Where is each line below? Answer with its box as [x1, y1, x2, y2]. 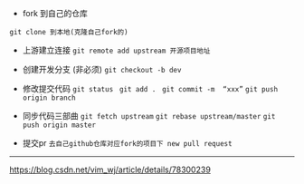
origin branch [22, 93, 76, 102]
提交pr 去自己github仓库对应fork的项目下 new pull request [22, 138, 233, 148]
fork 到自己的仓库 [22, 8, 89, 18]
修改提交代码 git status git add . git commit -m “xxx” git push [22, 83, 279, 93]
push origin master [22, 121, 97, 130]
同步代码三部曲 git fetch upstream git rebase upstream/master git [22, 111, 276, 121]
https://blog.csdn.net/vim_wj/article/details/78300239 [9, 164, 211, 175]
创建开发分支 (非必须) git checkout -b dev [22, 64, 182, 74]
